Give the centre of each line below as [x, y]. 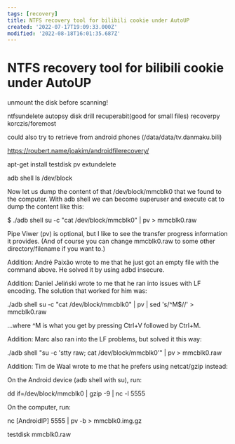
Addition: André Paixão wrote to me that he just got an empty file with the [113, 262]
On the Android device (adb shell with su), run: [75, 380]
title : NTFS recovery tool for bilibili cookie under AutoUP [99, 20]
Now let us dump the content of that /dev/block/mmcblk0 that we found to [115, 192]
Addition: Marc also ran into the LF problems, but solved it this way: [105, 339]
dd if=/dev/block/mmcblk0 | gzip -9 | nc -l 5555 [76, 393]
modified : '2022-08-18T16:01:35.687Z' [64, 33]
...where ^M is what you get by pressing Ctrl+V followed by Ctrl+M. [104, 326]
